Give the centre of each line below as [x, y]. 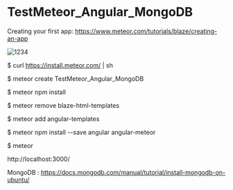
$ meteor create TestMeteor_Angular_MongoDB [76, 78]
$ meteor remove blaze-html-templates [63, 105]
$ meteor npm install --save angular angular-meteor [81, 132]
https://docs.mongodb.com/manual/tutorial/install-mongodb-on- [133, 172]
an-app [18, 38]
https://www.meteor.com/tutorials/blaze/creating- [146, 31]
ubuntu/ [18, 180]
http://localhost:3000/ [39, 159]
